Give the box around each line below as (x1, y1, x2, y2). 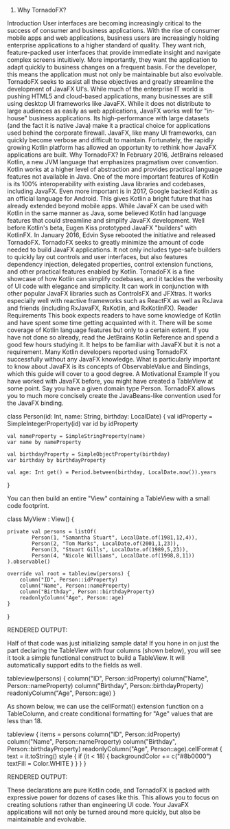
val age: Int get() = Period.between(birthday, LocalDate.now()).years (7, 469, 216, 476)
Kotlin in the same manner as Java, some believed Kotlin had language (7, 209, 207, 217)
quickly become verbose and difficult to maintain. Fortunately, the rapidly (7, 136, 214, 144)
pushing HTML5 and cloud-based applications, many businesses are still (7, 92, 213, 100)
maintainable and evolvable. (7, 815, 87, 824)
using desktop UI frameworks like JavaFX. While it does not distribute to (7, 100, 211, 107)
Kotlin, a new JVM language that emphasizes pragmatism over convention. (7, 158, 218, 166)
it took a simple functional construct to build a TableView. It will (7, 654, 185, 662)
